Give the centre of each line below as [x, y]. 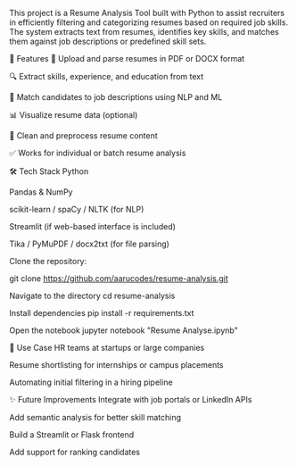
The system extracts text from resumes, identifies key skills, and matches [144, 32]
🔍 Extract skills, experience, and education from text [107, 76]
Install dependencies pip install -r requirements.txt [102, 313]
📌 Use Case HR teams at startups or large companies [107, 348]
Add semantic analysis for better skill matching [95, 417]
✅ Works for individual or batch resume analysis [98, 153]
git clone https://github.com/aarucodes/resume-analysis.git [119, 279]
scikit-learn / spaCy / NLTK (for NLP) [77, 209]
